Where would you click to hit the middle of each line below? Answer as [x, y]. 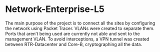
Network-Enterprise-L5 [55, 9]
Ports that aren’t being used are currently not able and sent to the [72, 33]
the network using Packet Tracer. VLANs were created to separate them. [80, 28]
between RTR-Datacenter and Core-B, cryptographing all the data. [74, 44]
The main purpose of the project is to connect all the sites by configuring [80, 23]
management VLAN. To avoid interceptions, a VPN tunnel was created [77, 39]
